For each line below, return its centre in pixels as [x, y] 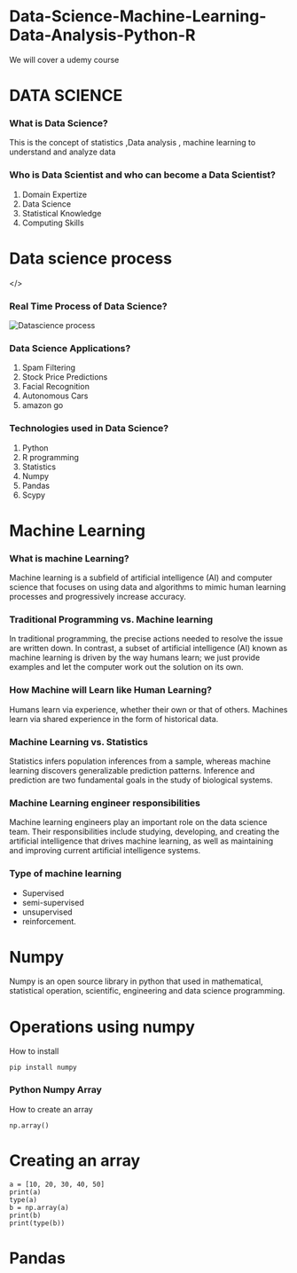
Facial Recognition [56, 387]
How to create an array [51, 1109]
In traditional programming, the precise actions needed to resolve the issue [146, 639]
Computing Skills [53, 223]
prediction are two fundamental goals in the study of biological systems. [141, 780]
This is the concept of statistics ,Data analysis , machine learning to [133, 143]
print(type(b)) [37, 1223]
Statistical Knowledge [62, 213]
